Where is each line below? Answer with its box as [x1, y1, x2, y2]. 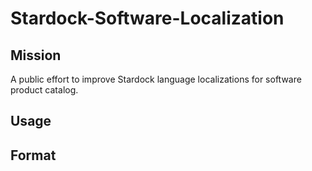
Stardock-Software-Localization [10, 7, 285, 30]
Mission [10, 47, 62, 64]
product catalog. [10, 84, 79, 96]
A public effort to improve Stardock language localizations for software [10, 73, 302, 85]
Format [10, 147, 57, 164]
